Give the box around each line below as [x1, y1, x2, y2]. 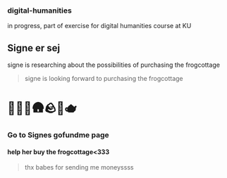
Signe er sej [7, 42, 61, 54]
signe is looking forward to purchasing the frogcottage [24, 75, 183, 83]
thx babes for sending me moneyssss [24, 163, 134, 172]
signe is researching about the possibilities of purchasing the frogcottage [7, 61, 221, 69]
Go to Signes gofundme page [7, 130, 109, 140]
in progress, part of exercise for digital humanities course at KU [7, 22, 192, 30]
